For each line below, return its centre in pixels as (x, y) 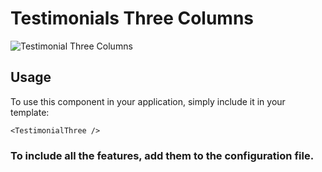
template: (30, 112)
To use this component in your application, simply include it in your (148, 101)
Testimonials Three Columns (132, 18)
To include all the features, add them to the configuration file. (162, 155)
